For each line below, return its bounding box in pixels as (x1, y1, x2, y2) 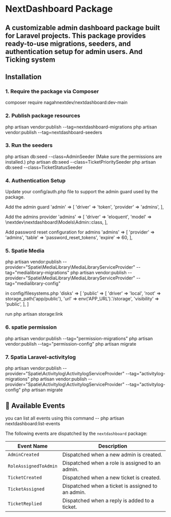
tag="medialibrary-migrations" (5, 270, 70, 276)
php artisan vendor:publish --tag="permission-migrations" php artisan (5, 335, 153, 342)
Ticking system (5, 55, 55, 64)
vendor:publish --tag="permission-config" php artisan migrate (5, 341, 136, 347)
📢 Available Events (5, 401, 65, 410)
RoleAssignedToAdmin (8, 463, 58, 469)
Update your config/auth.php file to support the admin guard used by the (5, 189, 158, 195)
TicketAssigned (8, 486, 45, 492)
